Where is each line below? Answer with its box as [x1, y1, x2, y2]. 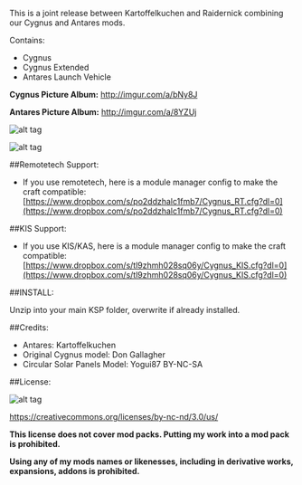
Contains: [9, 35, 45, 45]
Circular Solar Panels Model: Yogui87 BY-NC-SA [22, 359, 203, 369]
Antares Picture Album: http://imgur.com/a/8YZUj [9, 107, 197, 117]
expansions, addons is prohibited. [9, 466, 140, 476]
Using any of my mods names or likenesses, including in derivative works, [9, 456, 294, 467]
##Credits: [9, 322, 49, 333]
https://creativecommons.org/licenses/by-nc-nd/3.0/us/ [9, 412, 219, 422]
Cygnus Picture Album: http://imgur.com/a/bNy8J [9, 90, 198, 100]
